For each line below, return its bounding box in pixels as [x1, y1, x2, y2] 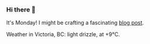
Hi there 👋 [6, 5, 36, 14]
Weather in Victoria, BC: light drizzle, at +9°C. [6, 31, 120, 38]
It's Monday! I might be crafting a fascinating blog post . [6, 19, 144, 27]
